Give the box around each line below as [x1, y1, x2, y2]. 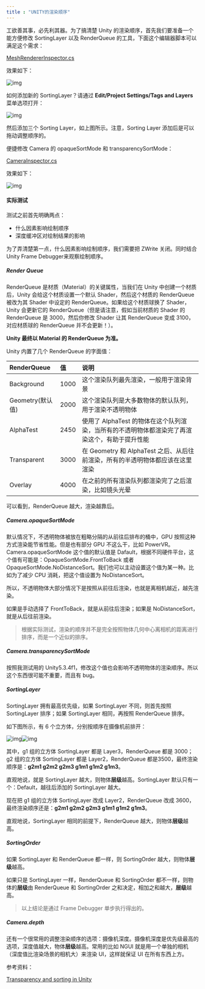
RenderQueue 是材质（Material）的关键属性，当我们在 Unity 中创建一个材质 [6, 283, 197, 291]
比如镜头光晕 [94, 485, 131, 494]
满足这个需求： [6, 42, 44, 49]
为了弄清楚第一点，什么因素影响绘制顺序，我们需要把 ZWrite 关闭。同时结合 [6, 245, 197, 252]
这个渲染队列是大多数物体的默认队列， [82, 396, 192, 405]
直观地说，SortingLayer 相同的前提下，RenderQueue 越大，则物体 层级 [6, 817, 183, 824]
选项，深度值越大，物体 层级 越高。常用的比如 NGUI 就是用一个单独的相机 [6, 942, 189, 950]
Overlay [9, 480, 32, 489]
